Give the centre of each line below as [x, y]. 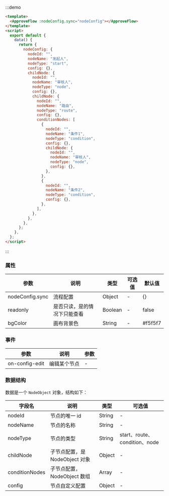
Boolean [112, 310]
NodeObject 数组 [70, 476]
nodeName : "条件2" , [65, 190]
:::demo [13, 7]
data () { [23, 40]
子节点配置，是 [68, 452]
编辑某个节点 [64, 364]
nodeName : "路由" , [55, 105]
